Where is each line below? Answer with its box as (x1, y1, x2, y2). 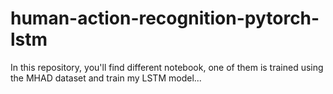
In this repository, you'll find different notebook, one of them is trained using (10, 61, 324, 73)
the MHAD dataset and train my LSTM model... (10, 72, 202, 84)
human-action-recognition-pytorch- (10, 7, 320, 30)
